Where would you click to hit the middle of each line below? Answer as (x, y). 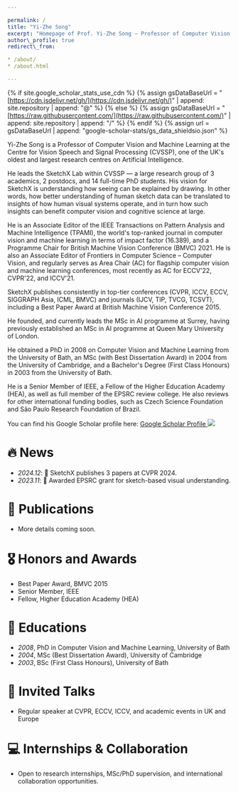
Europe (28, 719)
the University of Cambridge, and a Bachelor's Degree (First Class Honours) (119, 365)
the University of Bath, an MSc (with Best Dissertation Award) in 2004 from (117, 357)
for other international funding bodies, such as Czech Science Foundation (115, 401)
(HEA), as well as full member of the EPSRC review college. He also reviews (118, 394)
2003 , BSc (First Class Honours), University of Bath (93, 662)
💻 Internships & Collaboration (98, 749)
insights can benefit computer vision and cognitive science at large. (107, 211)
